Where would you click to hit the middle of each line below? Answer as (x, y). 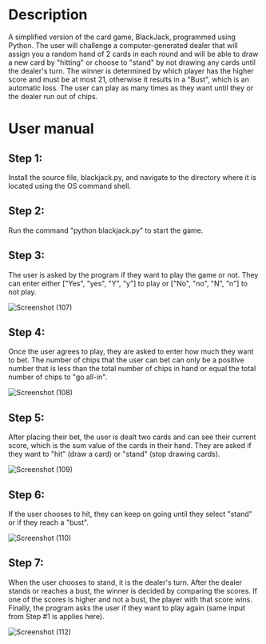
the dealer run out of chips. (53, 96)
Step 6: (27, 495)
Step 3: (27, 256)
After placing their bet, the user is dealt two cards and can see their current (132, 437)
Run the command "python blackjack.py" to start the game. (106, 230)
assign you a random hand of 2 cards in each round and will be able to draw (133, 54)
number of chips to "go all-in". (58, 377)
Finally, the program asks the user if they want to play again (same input (127, 608)
